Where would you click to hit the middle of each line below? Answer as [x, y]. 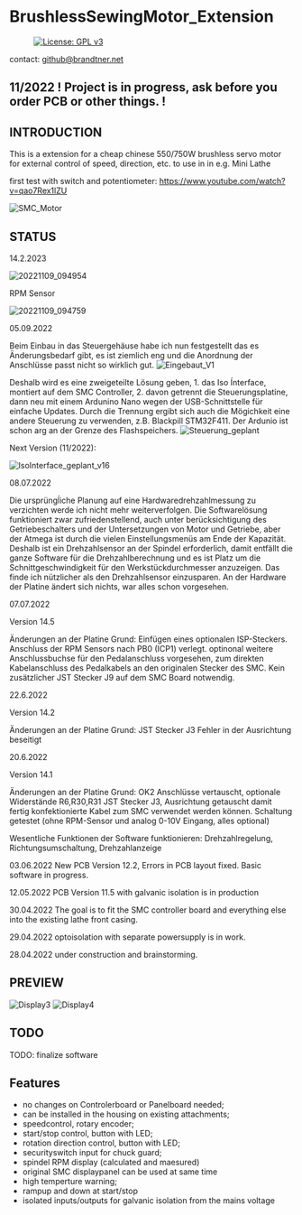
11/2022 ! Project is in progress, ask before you [143, 88]
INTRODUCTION [56, 132]
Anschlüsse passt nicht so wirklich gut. [82, 365]
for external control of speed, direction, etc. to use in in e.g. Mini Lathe [140, 163]
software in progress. [49, 875]
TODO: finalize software [54, 1054]
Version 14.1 [31, 774]
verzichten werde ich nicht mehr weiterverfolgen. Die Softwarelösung [138, 510]
